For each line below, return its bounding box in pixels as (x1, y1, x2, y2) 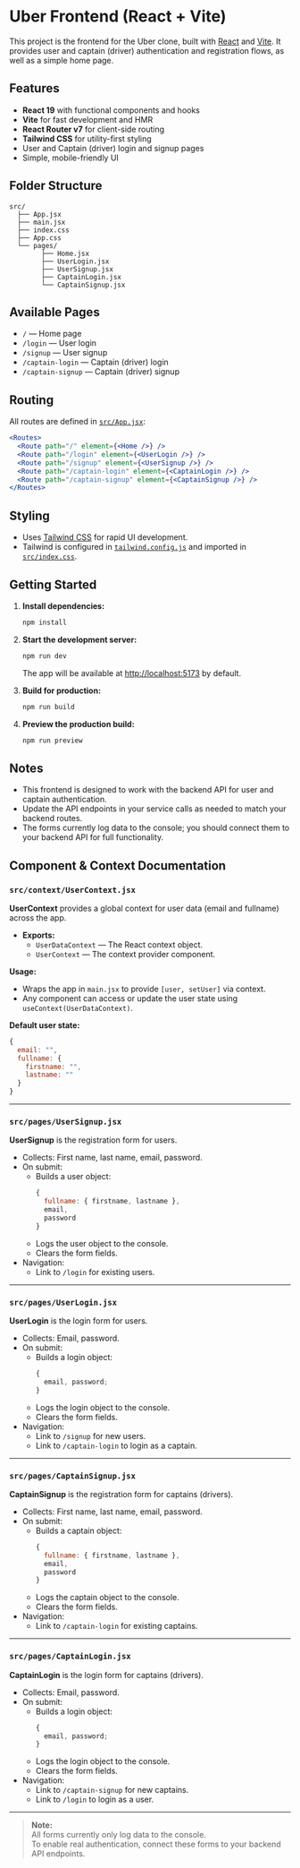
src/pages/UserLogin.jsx (9, 1297, 118, 1307)
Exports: (21, 930, 55, 940)
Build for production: (21, 685, 101, 696)
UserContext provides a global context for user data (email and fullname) (9, 903, 279, 913)
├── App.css (17, 233, 62, 243)
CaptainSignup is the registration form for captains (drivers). (9, 1488, 234, 1499)
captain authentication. (21, 794, 107, 805)
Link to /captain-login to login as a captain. (35, 1440, 198, 1451)
